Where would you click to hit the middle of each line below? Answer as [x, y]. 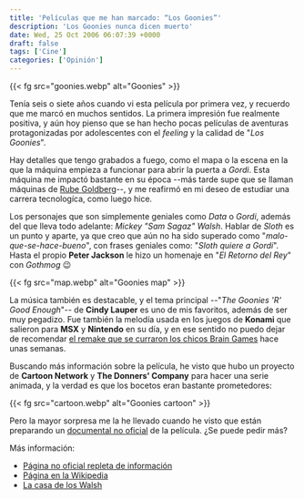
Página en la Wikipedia [66, 475]
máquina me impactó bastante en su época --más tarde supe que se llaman [152, 179]
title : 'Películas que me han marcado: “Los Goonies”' [116, 18]
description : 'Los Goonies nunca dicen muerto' [101, 26]
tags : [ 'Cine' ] [38, 52]
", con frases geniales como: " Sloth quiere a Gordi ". [182, 245]
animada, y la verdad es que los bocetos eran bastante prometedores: [141, 385]
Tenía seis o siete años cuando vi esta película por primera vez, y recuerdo [150, 104]
